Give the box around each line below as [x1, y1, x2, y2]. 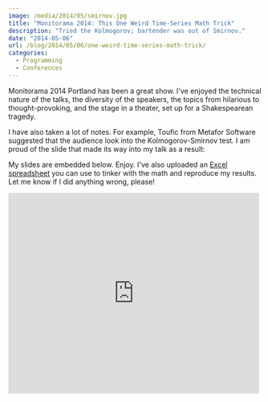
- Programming [15, 57, 63, 65]
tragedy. [8, 112, 36, 121]
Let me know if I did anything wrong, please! [8, 177, 155, 186]
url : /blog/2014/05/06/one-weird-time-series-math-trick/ [8, 42, 206, 50]
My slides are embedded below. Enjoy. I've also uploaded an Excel [8, 160, 228, 169]
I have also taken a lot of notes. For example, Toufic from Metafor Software [8, 127, 256, 136]
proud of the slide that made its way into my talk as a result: [8, 144, 206, 153]
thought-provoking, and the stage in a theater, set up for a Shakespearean [8, 103, 254, 112]
